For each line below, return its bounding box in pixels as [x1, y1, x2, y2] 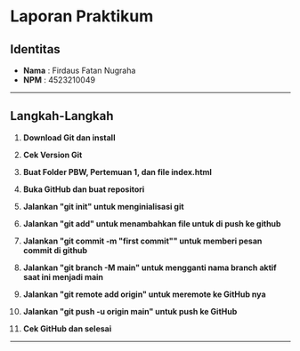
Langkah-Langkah [10, 108, 114, 124]
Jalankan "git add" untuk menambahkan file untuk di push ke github [22, 218, 281, 228]
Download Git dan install [22, 132, 116, 143]
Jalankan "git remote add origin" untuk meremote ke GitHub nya [22, 289, 266, 299]
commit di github [22, 244, 88, 255]
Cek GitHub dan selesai [22, 323, 112, 334]
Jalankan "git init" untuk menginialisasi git [22, 201, 185, 211]
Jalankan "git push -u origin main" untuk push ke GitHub [22, 306, 238, 316]
